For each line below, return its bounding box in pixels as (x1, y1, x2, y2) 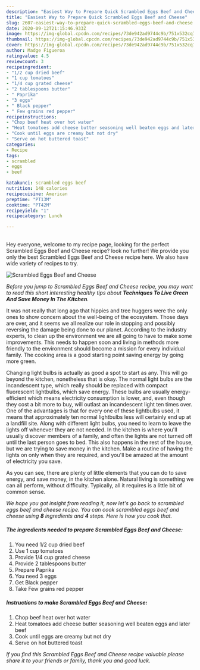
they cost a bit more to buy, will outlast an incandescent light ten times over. (6, 401, 192, 408)
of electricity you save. (6, 458, 62, 465)
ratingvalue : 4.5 (6, 53, 49, 59)
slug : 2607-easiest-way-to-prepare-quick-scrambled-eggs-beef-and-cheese (6, 20, 193, 26)
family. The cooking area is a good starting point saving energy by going (6, 352, 184, 359)
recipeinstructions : (6, 114, 58, 120)
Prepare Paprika (14, 566, 55, 574)
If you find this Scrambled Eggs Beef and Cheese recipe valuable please (6, 651, 185, 658)
